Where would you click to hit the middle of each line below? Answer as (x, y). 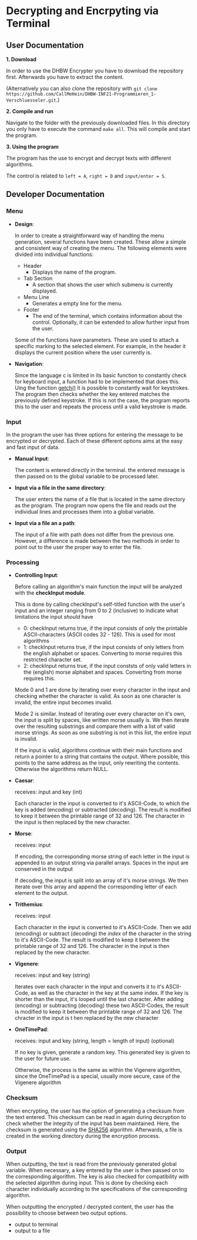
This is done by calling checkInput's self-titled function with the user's (100, 604)
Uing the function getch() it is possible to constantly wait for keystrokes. (102, 388)
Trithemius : (29, 904)
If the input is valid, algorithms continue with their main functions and (98, 750)
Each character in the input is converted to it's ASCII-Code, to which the (102, 803)
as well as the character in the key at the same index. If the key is (110, 993)
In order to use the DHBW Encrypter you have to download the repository (95, 71)
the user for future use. (43, 1059)
